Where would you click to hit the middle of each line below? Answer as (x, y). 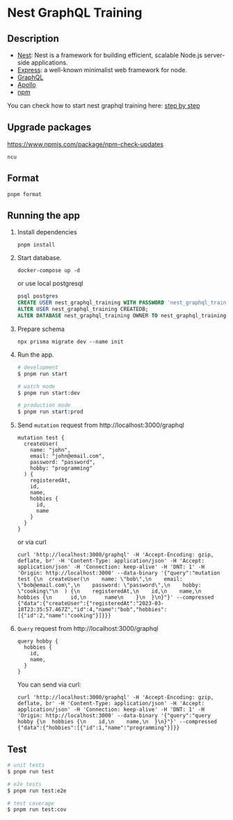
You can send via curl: (49, 685)
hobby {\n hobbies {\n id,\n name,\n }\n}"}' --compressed (117, 722)
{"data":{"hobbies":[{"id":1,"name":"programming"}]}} (98, 728)
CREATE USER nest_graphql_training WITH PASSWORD (91, 303)
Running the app (43, 216)
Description (33, 39)
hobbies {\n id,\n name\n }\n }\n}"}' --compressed (115, 597)
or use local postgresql (50, 284)
